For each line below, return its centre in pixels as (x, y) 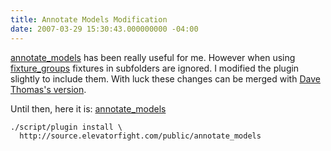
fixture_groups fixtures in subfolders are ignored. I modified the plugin (155, 68)
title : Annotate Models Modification (89, 19)
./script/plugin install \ (66, 127)
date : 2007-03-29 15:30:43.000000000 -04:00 (104, 29)
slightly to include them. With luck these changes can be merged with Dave (165, 78)
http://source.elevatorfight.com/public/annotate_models (140, 136)
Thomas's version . (48, 89)
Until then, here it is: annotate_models (88, 108)
